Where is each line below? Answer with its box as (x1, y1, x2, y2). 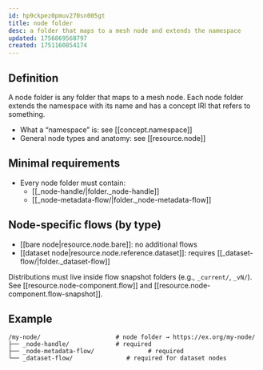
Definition (8, 71, 58, 85)
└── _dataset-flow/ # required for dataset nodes (8, 354, 227, 363)
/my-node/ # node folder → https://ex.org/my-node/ (8, 333, 256, 341)
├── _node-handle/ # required (8, 340, 152, 348)
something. (8, 109, 46, 119)
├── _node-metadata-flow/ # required (8, 348, 184, 356)
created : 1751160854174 (8, 42, 88, 50)
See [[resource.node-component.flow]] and (8, 280, 153, 290)
